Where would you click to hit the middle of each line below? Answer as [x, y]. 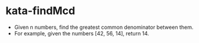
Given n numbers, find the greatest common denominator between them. [104, 27]
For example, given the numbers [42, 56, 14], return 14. [82, 33]
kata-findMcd [41, 11]
